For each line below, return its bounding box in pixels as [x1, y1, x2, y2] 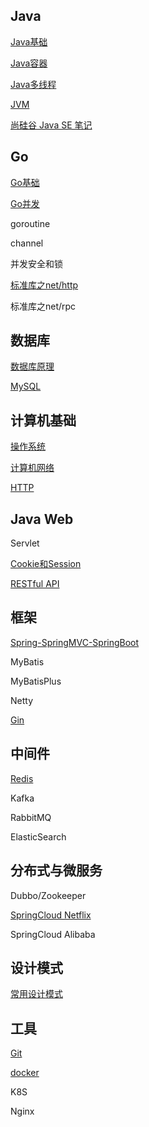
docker [10, 1067, 40, 1079]
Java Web [10, 510, 74, 528]
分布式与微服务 [10, 862, 103, 879]
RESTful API [10, 578, 60, 590]
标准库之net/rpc [10, 300, 77, 312]
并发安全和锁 [10, 257, 63, 269]
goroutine [10, 217, 51, 229]
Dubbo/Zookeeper [10, 889, 87, 901]
